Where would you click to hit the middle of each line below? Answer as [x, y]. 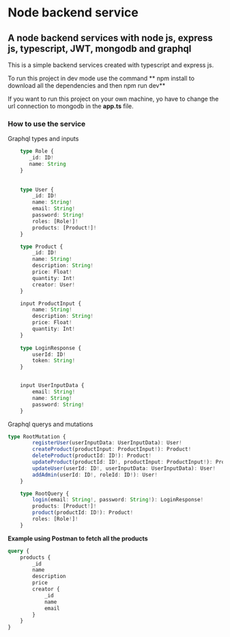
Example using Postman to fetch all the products [78, 538]
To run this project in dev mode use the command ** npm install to [101, 78]
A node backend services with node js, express [111, 38]
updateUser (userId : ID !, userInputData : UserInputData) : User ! [124, 468]
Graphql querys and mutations [51, 424]
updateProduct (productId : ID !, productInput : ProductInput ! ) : [123, 462]
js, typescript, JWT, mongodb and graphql [100, 48]
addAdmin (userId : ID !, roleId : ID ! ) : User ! [95, 475]
